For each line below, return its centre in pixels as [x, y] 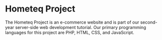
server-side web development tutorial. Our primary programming [81, 27]
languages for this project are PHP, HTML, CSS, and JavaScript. [70, 32]
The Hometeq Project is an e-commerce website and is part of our [72, 22]
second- [149, 22]
